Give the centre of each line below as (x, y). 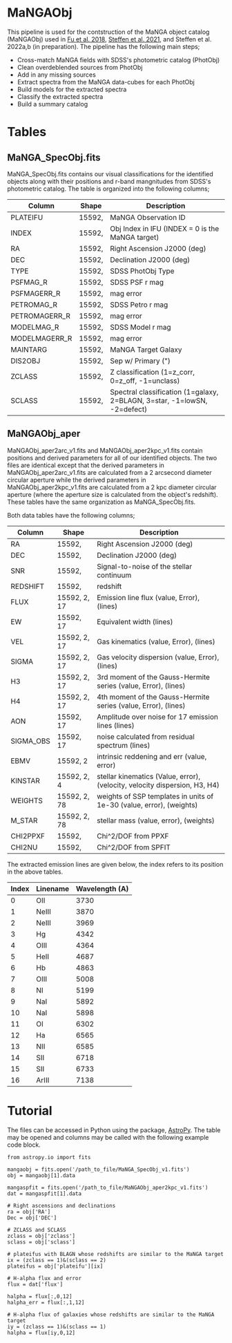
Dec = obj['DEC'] (32, 1218)
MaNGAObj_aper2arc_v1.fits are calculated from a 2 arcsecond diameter (109, 472)
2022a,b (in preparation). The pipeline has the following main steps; (104, 46)
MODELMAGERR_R (41, 338)
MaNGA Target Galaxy (146, 349)
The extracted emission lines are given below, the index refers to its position (115, 864)
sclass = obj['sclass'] (41, 1242)
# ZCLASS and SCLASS (37, 1230)
